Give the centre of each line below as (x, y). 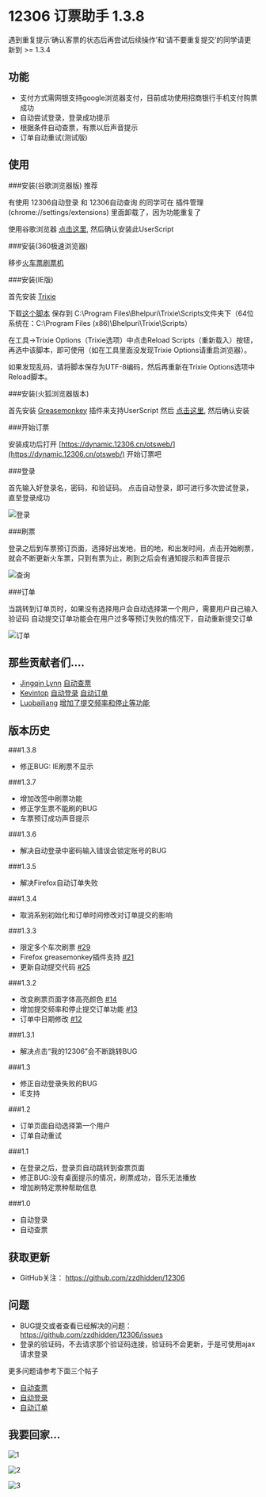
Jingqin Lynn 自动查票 (55, 683)
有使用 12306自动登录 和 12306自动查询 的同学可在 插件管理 (106, 202)
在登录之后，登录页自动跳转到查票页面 (82, 1168)
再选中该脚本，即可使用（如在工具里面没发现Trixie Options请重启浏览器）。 (130, 350)
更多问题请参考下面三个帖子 (53, 1371)
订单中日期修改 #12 (51, 1019)
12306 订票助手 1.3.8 (76, 16)
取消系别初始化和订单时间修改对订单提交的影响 (96, 915)
